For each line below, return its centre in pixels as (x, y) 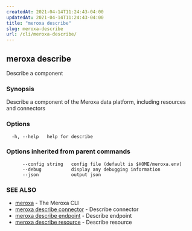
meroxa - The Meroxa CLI (47, 203)
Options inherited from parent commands (69, 151)
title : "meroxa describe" (39, 23)
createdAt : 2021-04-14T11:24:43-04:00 (55, 12)
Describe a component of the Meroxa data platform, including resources (96, 102)
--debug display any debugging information (91, 169)
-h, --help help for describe (53, 136)
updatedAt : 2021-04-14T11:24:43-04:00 (55, 17)
